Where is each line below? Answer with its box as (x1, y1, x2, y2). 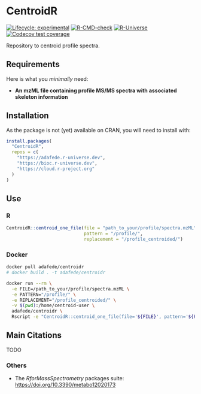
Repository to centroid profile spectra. (6, 42, 100, 49)
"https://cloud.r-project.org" (17, 166, 95, 172)
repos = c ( (11, 149, 39, 155)
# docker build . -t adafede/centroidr (6, 269, 106, 276)
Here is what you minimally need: (6, 75, 89, 82)
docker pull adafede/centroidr (6, 264, 84, 270)
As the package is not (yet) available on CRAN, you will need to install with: (6, 126, 191, 134)
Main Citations (6, 331, 62, 341)
